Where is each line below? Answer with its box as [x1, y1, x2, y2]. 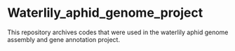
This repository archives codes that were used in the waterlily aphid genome [7, 28, 229, 36]
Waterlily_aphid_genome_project [7, 5, 203, 21]
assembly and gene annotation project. [7, 35, 121, 43]
